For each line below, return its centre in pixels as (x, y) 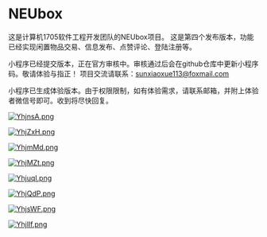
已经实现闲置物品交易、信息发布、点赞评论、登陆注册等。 (102, 47)
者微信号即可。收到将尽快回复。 (60, 100)
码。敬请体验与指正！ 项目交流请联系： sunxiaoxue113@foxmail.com (119, 73)
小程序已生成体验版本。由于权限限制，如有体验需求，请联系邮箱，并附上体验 (133, 90)
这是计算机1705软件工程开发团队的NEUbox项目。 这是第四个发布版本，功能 (131, 37)
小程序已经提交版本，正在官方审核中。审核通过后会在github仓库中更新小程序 (133, 64)
